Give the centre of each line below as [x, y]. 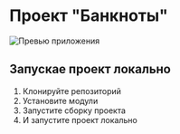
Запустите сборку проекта [74, 110]
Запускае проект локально [90, 69]
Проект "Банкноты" [89, 16]
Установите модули [60, 100]
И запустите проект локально [80, 120]
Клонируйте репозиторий [72, 91]
